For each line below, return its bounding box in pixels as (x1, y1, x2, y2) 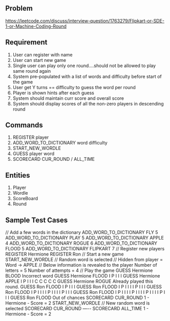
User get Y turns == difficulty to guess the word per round (12, 84, 136, 90)
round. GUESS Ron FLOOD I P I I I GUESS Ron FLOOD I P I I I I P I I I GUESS (5, 284, 162, 290)
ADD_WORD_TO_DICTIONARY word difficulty (12, 140, 108, 146)
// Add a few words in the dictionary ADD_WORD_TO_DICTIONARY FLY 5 (5, 229, 158, 236)
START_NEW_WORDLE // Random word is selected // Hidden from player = (5, 256, 163, 263)
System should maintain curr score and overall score (12, 95, 124, 101)
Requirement (5, 38, 48, 47)
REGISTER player (12, 134, 49, 140)
